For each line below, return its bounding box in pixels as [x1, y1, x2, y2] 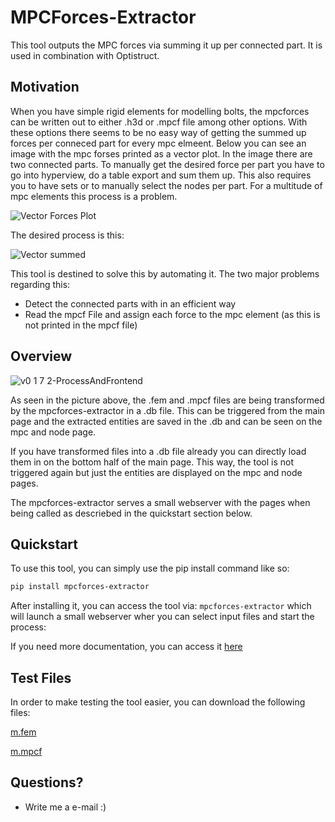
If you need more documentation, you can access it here [10, 641, 243, 653]
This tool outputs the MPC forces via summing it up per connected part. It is [10, 39, 323, 51]
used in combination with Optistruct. [10, 49, 160, 61]
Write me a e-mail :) [24, 801, 107, 813]
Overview [10, 348, 73, 365]
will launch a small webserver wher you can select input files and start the [10, 611, 315, 623]
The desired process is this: [10, 229, 125, 241]
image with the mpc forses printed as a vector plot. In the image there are [10, 147, 313, 160]
